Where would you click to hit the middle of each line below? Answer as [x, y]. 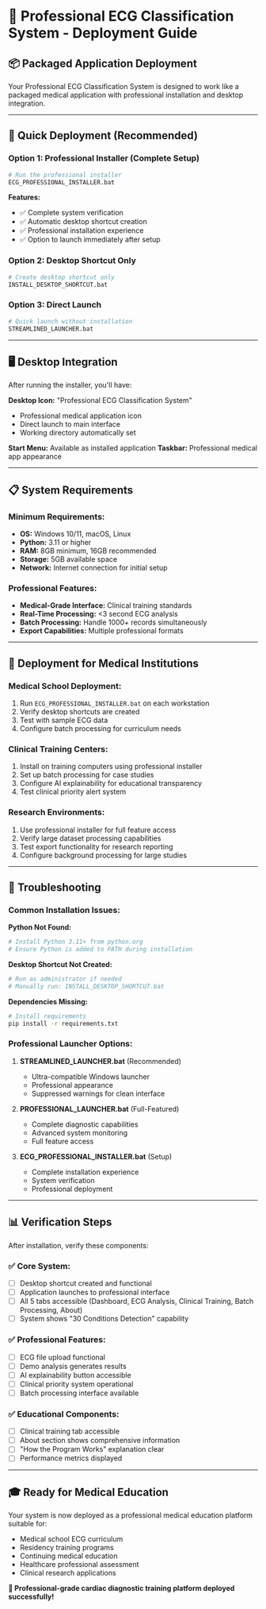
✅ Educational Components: [64, 1414]
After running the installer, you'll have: [70, 385]
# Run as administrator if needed [65, 979]
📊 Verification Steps [60, 1222]
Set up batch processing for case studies [87, 775]
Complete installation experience [85, 1172]
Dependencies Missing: [48, 1001]
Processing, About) [51, 1310]
